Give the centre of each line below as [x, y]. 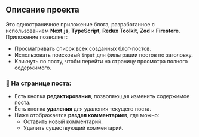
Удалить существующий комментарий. [73, 128]
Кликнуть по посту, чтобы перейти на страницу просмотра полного [101, 61]
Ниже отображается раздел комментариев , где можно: [87, 115]
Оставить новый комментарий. [63, 121]
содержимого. [33, 68]
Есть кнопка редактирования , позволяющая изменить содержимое [102, 96]
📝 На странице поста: [39, 83]
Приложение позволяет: [37, 37]
